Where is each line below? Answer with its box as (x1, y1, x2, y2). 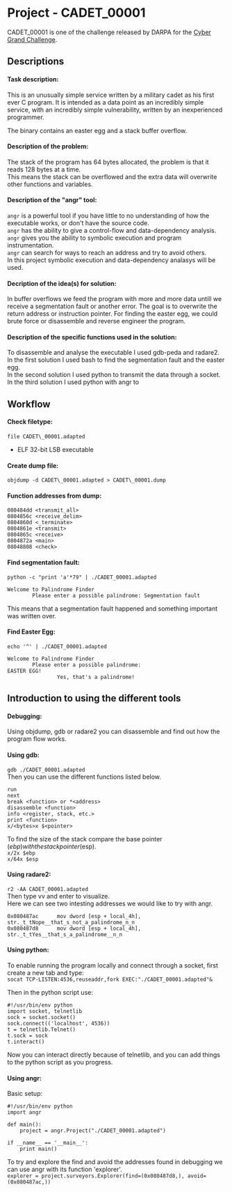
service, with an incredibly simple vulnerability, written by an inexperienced (7, 105, 223, 114)
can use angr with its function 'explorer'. (7, 1166, 123, 1174)
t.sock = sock (7, 1032, 49, 1039)
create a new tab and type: (7, 968, 85, 977)
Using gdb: (7, 751, 40, 759)
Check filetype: (7, 418, 53, 426)
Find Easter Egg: (7, 627, 56, 636)
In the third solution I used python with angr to (7, 378, 140, 386)
